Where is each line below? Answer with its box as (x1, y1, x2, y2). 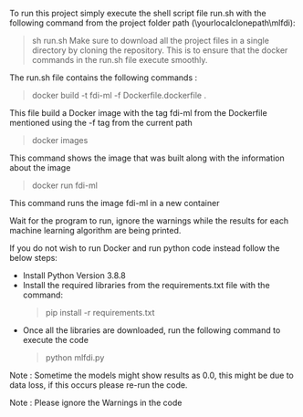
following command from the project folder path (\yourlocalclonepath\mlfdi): (9, 17, 296, 28)
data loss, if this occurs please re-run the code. (9, 380, 188, 391)
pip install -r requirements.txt (45, 308, 155, 318)
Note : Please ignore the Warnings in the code (9, 397, 183, 408)
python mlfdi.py (45, 352, 105, 363)
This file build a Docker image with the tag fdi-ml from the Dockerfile (9, 108, 267, 118)
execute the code (22, 335, 89, 345)
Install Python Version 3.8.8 (22, 270, 126, 281)
